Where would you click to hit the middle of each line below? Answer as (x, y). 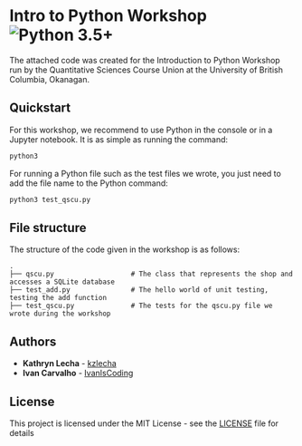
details (22, 432)
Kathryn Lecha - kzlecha (70, 364)
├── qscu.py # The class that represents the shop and (151, 274)
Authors (33, 341)
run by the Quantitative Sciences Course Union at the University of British (146, 70)
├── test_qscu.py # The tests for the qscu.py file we (141, 306)
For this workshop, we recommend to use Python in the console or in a (141, 130)
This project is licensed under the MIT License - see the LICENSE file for (144, 423)
